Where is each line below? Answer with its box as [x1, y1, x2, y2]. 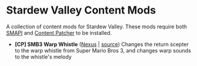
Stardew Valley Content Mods [6, 4, 156, 17]
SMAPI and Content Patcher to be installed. [6, 29, 112, 36]
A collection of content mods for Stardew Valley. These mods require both [6, 23, 188, 30]
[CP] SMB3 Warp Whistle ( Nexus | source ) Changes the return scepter [14, 41, 189, 48]
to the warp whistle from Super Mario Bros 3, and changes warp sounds [14, 47, 192, 54]
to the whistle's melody [14, 53, 72, 60]
